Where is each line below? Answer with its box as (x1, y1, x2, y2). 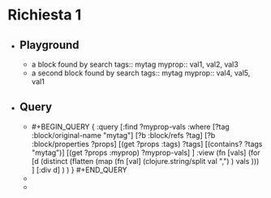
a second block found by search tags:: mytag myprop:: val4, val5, (31, 68, 251, 78)
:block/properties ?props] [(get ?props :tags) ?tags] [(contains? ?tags (31, 139, 263, 148)
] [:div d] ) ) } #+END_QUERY (31, 165, 127, 174)
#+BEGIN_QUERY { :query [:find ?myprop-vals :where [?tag (31, 122, 230, 131)
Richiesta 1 (7, 6, 82, 24)
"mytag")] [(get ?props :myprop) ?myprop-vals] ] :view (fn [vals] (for (31, 148, 260, 157)
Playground (19, 38, 80, 52)
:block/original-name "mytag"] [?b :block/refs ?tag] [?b (31, 130, 216, 140)
